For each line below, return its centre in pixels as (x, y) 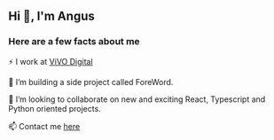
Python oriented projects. (55, 108)
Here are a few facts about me (74, 42)
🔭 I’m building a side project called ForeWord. (91, 82)
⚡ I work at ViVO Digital (51, 61)
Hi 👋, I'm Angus (51, 16)
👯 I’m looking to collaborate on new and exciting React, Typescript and (137, 99)
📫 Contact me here (44, 126)
